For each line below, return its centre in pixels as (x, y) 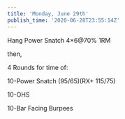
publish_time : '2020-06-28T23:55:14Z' (64, 20)
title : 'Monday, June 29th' (48, 14)
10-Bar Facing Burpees (40, 108)
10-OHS (19, 94)
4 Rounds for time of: (38, 67)
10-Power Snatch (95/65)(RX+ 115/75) (61, 80)
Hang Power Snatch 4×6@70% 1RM (59, 40)
